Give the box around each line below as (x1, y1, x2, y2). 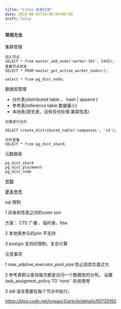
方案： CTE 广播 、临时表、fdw (5, 220, 68, 225)
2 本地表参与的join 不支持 (5, 230, 56, 236)
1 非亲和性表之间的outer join (5, 209, 61, 215)
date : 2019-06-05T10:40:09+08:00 (5, 12, 73, 17)
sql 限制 (5, 199, 21, 205)
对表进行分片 (5, 119, 27, 124)
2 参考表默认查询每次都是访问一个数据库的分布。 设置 (5, 272, 113, 278)
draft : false (5, 16, 32, 21)
